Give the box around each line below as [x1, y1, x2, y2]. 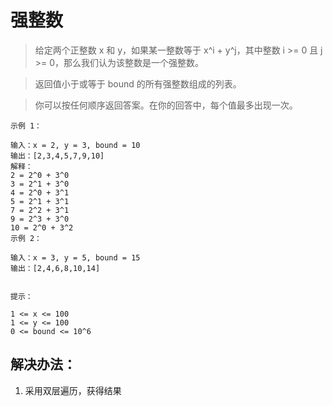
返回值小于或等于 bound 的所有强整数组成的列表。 [34, 77, 242, 90]
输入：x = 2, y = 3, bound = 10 [10, 140, 141, 150]
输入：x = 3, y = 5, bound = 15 [10, 252, 141, 263]
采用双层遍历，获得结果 [24, 384, 122, 396]
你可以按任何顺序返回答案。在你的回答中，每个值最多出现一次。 [34, 99, 298, 111]
